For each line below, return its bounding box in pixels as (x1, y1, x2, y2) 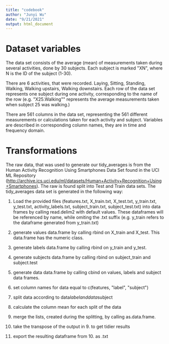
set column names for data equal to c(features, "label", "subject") (13, 285, 149, 291)
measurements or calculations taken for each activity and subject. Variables (6, 117, 163, 123)
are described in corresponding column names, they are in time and (6, 122, 146, 128)
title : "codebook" (6, 7, 44, 13)
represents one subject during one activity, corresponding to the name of (6, 91, 158, 97)
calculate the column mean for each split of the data (13, 304, 121, 310)
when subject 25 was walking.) (6, 102, 70, 108)
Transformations (6, 145, 77, 157)
